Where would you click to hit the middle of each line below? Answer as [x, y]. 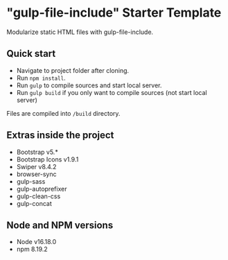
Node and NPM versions [60, 225]
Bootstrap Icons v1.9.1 [47, 159]
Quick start [31, 54]
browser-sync [36, 174]
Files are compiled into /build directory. [63, 113]
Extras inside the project [60, 136]
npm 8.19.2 [32, 249]
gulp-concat [34, 203]
